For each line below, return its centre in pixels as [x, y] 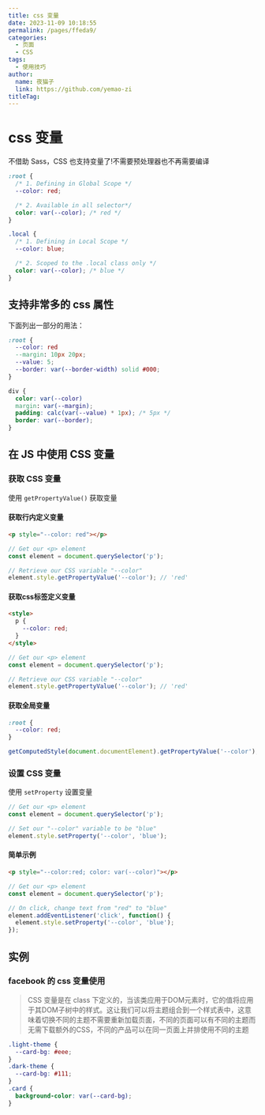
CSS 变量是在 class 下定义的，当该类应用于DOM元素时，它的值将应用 [140, 1000]
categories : [28, 38]
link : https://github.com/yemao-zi [74, 89]
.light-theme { [33, 1045]
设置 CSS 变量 [35, 773]
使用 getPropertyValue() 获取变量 [63, 497]
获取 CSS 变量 [35, 479]
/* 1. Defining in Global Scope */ [74, 184]
